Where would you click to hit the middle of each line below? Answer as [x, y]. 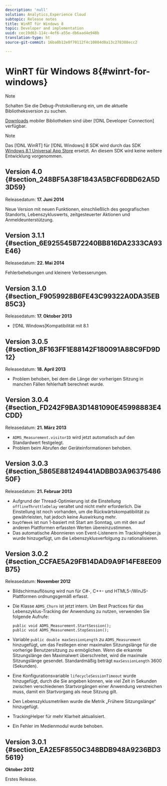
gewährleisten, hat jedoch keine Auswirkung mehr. [64, 517]
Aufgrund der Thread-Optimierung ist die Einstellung [66, 501]
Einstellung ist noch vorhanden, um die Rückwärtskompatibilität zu [81, 511]
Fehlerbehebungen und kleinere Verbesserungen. [56, 272]
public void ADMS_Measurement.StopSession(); [60, 630]
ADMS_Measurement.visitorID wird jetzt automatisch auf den [73, 437]
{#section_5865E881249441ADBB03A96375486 [83, 471]
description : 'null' [27, 10]
